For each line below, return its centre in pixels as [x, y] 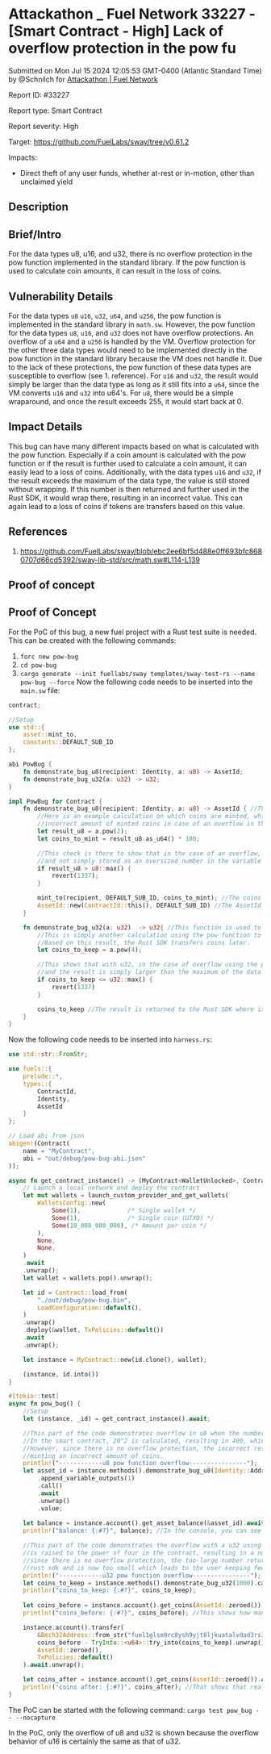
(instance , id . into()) [61, 1374]
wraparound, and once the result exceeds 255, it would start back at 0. [126, 401]
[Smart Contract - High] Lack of [116, 31]
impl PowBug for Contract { [56, 801]
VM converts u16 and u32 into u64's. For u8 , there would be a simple [121, 393]
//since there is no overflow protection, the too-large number [133, 1560]
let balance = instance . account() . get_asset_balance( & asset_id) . [135, 1523]
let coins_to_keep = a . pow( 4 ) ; [90, 950]
